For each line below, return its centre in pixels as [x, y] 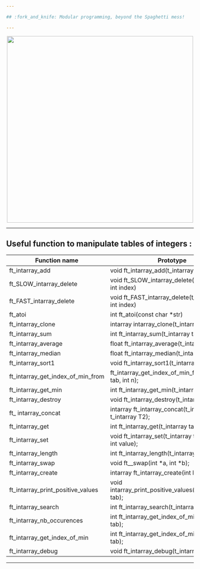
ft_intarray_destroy [35, 399]
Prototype [172, 260]
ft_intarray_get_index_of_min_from [57, 377]
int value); [124, 444]
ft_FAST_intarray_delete [42, 301]
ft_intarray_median [35, 353]
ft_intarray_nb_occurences [46, 521]
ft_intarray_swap [32, 463]
